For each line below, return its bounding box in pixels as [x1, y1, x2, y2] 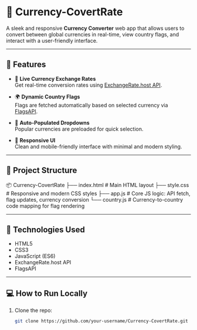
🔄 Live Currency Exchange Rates [14, 75, 96, 82]
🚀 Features [6, 60, 46, 70]
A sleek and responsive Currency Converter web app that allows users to [6, 25, 185, 32]
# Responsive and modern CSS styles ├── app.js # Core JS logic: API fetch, [6, 190, 191, 197]
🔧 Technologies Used [6, 224, 85, 234]
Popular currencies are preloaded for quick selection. [14, 125, 144, 132]
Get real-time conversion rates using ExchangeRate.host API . [14, 81, 162, 89]
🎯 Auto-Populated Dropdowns [14, 119, 90, 126]
